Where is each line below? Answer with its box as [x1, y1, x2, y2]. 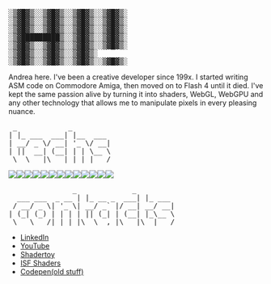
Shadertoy [19, 250, 55, 259]
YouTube [19, 241, 50, 251]
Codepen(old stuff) [19, 267, 84, 276]
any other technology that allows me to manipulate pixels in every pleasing [8, 98, 257, 108]
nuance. [8, 107, 36, 116]
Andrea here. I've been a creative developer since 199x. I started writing [8, 72, 248, 82]
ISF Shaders [19, 258, 61, 268]
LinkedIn [19, 232, 49, 242]
